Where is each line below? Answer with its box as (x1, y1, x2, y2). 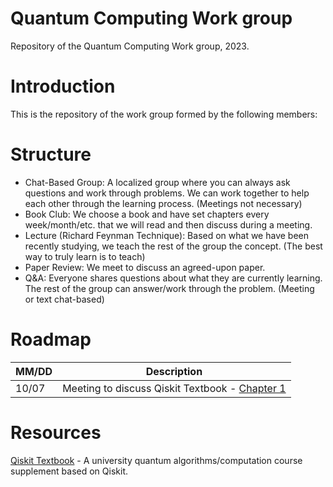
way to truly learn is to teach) (24, 250, 146, 262)
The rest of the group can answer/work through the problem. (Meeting (24, 282, 315, 294)
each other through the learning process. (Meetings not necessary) (24, 197, 303, 209)
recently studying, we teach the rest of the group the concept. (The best (24, 240, 323, 252)
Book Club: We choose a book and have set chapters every (24, 208, 270, 220)
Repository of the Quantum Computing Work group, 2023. (10, 40, 250, 52)
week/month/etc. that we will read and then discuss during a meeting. (24, 218, 313, 231)
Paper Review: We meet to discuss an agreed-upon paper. (24, 261, 266, 273)
